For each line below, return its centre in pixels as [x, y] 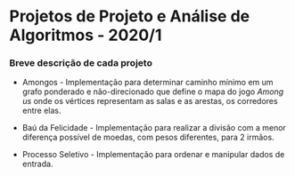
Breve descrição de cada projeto [81, 63]
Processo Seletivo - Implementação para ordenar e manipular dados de [153, 155]
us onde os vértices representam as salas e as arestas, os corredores [150, 101]
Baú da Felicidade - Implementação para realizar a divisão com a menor [154, 128]
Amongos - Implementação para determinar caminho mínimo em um [147, 83]
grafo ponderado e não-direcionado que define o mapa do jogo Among [153, 92]
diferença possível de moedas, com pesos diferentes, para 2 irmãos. [148, 137]
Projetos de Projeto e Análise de [130, 16]
